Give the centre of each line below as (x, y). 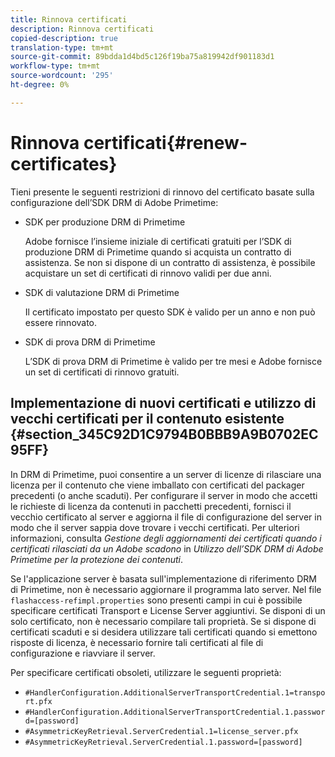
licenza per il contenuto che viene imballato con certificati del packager (157, 485)
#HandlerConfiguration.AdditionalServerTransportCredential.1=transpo (175, 692)
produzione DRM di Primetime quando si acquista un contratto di (158, 252)
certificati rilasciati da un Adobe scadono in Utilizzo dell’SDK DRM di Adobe (167, 548)
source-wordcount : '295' (62, 76)
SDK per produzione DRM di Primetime (105, 222)
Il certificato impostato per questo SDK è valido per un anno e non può (170, 312)
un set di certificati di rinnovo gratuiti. (102, 372)
